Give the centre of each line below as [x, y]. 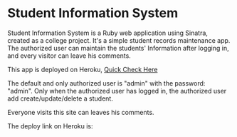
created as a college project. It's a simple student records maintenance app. [119, 40]
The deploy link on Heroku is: [51, 126]
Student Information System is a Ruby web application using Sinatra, [108, 33]
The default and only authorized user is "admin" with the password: [106, 83]
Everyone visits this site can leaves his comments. [81, 112]
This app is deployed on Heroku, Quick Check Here [83, 69]
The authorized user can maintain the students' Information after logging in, [118, 48]
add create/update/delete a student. [60, 98]
